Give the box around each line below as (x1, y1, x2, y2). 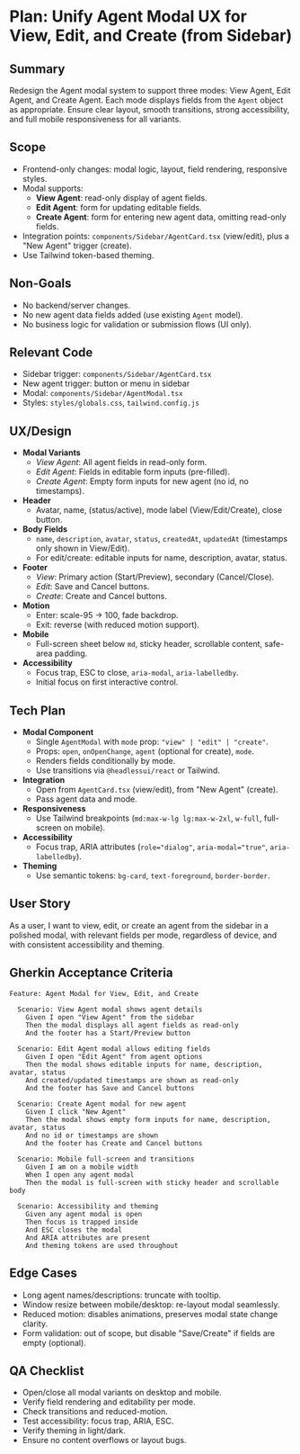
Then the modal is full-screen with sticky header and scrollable (25, 1178, 279, 1187)
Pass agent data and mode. (35, 794, 137, 804)
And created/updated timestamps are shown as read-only (25, 1075, 240, 1085)
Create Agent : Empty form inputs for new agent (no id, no (35, 476, 249, 487)
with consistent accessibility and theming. (9, 938, 164, 950)
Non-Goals (9, 276, 72, 292)
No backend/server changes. (22, 300, 131, 310)
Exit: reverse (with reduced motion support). (35, 619, 200, 631)
